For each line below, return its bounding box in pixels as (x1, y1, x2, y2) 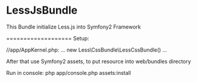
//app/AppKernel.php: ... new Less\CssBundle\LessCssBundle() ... (6, 46, 167, 53)
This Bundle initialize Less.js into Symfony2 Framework (6, 23, 141, 30)
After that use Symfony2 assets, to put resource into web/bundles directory (6, 58, 192, 65)
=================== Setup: (6, 34, 89, 42)
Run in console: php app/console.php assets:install (6, 69, 131, 76)
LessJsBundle (6, 4, 78, 17)
